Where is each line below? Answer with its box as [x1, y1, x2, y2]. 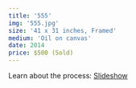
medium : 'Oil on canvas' [8, 34, 92, 42]
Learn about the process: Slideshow [8, 71, 129, 80]
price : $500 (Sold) [8, 49, 74, 57]
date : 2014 [8, 42, 45, 50]
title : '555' [8, 11, 52, 20]
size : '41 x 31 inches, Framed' [8, 26, 117, 34]
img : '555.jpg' [8, 19, 60, 27]
